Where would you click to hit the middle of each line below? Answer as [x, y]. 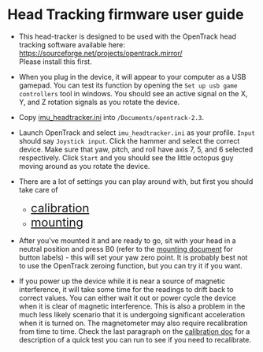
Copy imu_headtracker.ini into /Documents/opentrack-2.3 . [111, 117]
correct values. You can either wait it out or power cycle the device [128, 298]
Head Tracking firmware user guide [126, 15]
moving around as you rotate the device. [84, 166]
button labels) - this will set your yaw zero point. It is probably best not [133, 257]
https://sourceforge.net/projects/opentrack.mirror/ [100, 53]
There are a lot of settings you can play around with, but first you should [136, 181]
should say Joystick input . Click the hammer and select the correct [129, 140]
